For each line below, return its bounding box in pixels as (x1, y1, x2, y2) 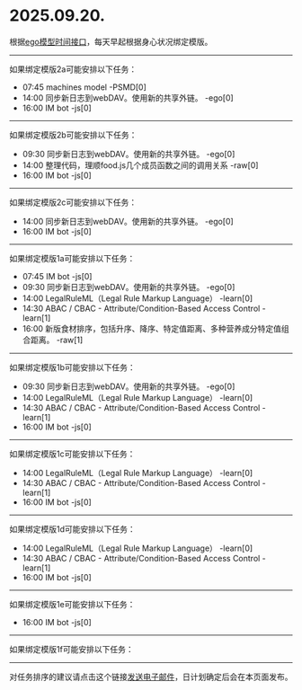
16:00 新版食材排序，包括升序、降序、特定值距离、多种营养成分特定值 (22, 323, 281, 333)
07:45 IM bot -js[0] (22, 270, 93, 281)
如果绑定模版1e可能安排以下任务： (9, 598, 136, 609)
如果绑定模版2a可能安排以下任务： (9, 64, 138, 75)
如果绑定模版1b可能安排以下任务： (9, 361, 137, 373)
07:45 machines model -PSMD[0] (22, 82, 147, 93)
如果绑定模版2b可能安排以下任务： (9, 129, 138, 140)
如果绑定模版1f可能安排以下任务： (9, 643, 134, 654)
